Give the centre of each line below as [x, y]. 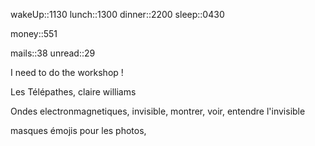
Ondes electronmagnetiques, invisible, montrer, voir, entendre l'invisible [158, 111]
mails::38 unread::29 [53, 53]
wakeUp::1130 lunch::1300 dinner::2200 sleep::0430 [117, 14]
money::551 [34, 33]
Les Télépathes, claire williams [73, 92]
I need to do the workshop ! [67, 72]
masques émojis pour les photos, [78, 130]
